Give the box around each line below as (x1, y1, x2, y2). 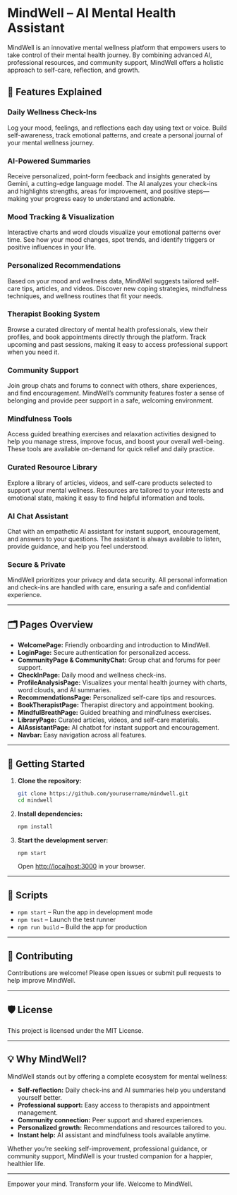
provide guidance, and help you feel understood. (7, 542, 150, 551)
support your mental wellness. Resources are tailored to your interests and (7, 486, 224, 494)
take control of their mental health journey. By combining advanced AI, (7, 51, 213, 59)
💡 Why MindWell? (7, 1053, 87, 1065)
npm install (17, 823, 53, 830)
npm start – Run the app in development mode (17, 908, 153, 917)
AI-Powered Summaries (7, 156, 91, 166)
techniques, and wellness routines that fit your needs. (7, 291, 164, 300)
